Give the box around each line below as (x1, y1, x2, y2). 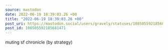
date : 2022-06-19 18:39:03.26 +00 (5, 12, 77, 17)
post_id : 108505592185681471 (5, 26, 66, 31)
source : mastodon (5, 7, 41, 12)
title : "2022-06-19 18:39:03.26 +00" (5, 16, 84, 21)
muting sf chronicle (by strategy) (5, 39, 73, 45)
